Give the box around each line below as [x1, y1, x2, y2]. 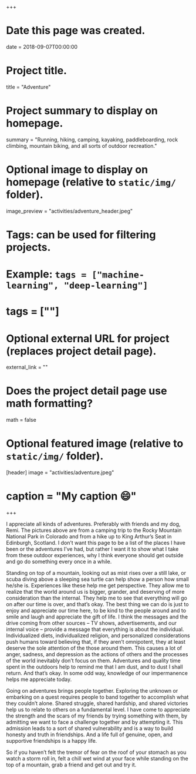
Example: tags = [6, 267, 87, 281]
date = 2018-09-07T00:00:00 [6, 43, 78, 50]
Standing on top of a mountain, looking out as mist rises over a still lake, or [6, 570, 187, 577]
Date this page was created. [6, 24, 146, 37]
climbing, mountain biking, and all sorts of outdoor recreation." [6, 142, 157, 149]
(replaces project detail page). [6, 344, 157, 358]
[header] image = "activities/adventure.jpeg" [6, 469, 114, 476]
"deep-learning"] [63, 280, 148, 292]
